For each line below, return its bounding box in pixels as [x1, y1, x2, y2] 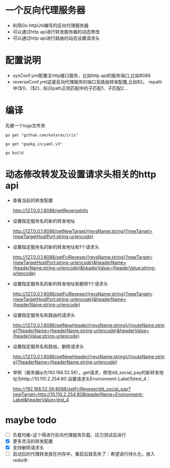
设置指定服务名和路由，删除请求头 [12, 343, 84, 349]
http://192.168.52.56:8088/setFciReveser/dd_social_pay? [12, 386, 131, 392]
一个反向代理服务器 [5, 5, 86, 16]
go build [5, 150, 24, 155]
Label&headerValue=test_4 [12, 397, 70, 403]
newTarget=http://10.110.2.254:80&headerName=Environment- [12, 391, 144, 397]
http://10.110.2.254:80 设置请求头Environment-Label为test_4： [21, 376, 151, 382]
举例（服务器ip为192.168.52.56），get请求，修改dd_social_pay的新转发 [12, 369, 160, 375]
